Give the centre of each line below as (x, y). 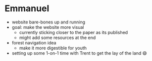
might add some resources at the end (57, 38)
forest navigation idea (34, 42)
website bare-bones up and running (48, 22)
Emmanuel (27, 9)
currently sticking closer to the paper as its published (74, 32)
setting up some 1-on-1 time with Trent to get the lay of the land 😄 (79, 53)
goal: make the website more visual (48, 27)
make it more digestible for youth (53, 48)
